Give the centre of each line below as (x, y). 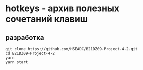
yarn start (17, 62)
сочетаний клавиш (47, 19)
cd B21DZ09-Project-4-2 (30, 53)
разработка (25, 38)
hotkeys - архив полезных (62, 9)
